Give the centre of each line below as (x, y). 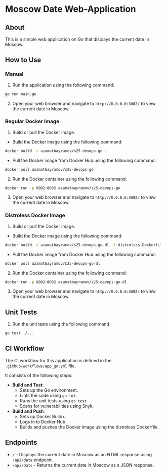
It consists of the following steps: (39, 375)
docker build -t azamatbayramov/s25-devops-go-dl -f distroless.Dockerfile (85, 245)
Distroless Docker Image (35, 215)
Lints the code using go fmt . (48, 395)
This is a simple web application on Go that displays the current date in (77, 39)
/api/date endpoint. (33, 460)
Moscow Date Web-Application (71, 9)
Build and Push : (29, 411)
